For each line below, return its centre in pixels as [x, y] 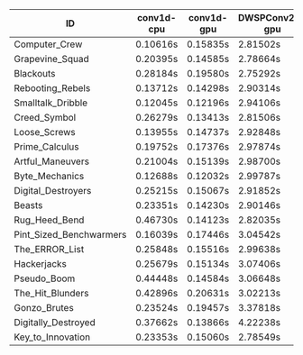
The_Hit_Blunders [51, 293]
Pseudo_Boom [45, 278]
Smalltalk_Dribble [51, 103]
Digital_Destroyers [53, 191]
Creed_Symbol [45, 118]
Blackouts [35, 73]
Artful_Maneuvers [52, 161]
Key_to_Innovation [52, 337]
